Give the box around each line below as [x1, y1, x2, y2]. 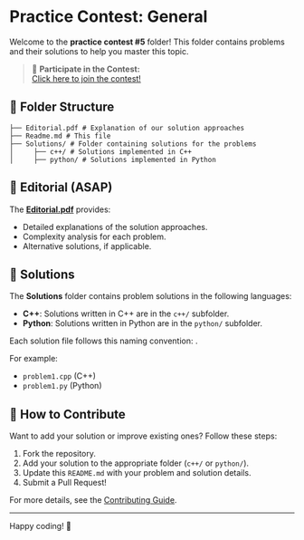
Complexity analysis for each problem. [22, 231, 166, 242]
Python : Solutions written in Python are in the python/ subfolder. [22, 318, 263, 329]
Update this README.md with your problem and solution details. [22, 468, 252, 478]
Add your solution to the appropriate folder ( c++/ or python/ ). [22, 458, 250, 468]
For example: [9, 353, 59, 364]
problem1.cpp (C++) [22, 371, 97, 381]
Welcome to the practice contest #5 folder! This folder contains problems [9, 36, 285, 47]
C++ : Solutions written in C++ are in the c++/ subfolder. [22, 308, 230, 319]
